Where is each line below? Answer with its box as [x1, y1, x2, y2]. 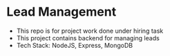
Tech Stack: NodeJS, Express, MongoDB [16, 41, 133, 49]
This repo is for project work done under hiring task [16, 27, 164, 35]
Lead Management [6, 4, 117, 20]
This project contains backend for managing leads [16, 33, 160, 42]
